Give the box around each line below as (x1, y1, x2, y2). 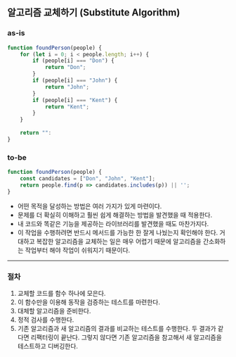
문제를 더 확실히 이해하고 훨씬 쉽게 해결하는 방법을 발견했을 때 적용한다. (17, 211, 213, 219)
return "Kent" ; (44, 103, 90, 111)
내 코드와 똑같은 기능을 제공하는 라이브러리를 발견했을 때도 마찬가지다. (17, 219, 209, 227)
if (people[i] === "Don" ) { (32, 57, 114, 65)
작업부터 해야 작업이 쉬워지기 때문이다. (25, 246, 131, 254)
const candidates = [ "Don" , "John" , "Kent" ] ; (20, 175, 156, 182)
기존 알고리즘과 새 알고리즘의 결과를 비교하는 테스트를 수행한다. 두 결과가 (17, 324, 216, 332)
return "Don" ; (44, 64, 86, 71)
